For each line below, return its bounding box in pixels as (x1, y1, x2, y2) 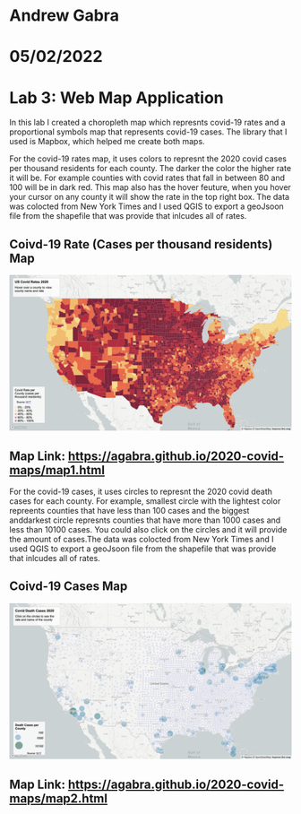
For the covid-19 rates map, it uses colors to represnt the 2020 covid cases (9, 153, 287, 164)
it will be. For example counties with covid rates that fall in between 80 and (9, 172, 285, 184)
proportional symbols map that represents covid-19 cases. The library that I (9, 126, 288, 137)
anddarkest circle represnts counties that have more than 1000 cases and (9, 515, 281, 525)
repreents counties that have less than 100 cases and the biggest (9, 506, 250, 516)
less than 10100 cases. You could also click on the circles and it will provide (9, 524, 288, 535)
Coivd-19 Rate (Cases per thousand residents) (9, 237, 273, 252)
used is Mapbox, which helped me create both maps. (9, 136, 205, 147)
